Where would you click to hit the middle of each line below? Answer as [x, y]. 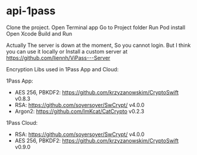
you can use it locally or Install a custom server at [67, 51]
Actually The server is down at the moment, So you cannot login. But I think [98, 45]
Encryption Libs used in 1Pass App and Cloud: [62, 69]
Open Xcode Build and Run [39, 33]
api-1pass [31, 11]
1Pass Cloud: [22, 122]
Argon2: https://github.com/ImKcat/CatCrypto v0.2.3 [79, 111]
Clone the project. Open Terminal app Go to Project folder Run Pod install [96, 27]
